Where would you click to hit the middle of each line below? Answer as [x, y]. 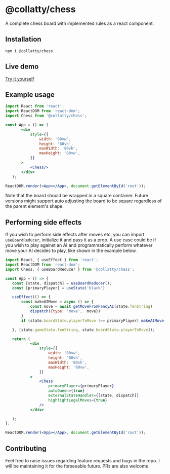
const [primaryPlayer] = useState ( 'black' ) [58, 288]
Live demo [22, 67]
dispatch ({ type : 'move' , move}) [65, 311]
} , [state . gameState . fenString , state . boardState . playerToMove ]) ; [83, 330]
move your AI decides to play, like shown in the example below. [71, 251]
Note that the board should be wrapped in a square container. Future [77, 196]
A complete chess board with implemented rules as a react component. [80, 23]
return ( [21, 339]
